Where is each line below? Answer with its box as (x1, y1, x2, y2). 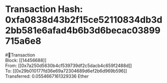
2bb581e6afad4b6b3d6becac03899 (5, 25, 161, 36)
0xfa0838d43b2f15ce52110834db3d (5, 14, 163, 25)
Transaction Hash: (5, 3, 83, 15)
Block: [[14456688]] (5, 57, 46, 63)
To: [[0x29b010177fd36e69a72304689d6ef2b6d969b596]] (5, 67, 127, 73)
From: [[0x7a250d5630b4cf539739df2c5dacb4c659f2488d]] (5, 62, 132, 68)
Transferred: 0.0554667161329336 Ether (5, 73, 89, 79)
